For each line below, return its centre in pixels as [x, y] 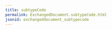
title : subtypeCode [26, 10]
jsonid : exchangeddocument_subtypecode [47, 19]
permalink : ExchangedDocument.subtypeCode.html [56, 15]
